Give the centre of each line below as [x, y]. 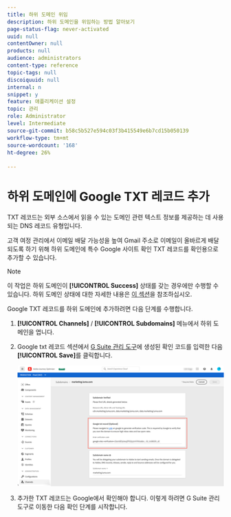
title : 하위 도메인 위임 [38, 14]
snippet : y [23, 94]
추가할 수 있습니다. [32, 257]
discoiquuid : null [33, 80]
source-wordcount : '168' [43, 145]
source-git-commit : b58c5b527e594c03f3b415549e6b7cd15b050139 [98, 131]
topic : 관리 [23, 109]
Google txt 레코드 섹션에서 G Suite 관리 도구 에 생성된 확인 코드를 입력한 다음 [120, 347]
